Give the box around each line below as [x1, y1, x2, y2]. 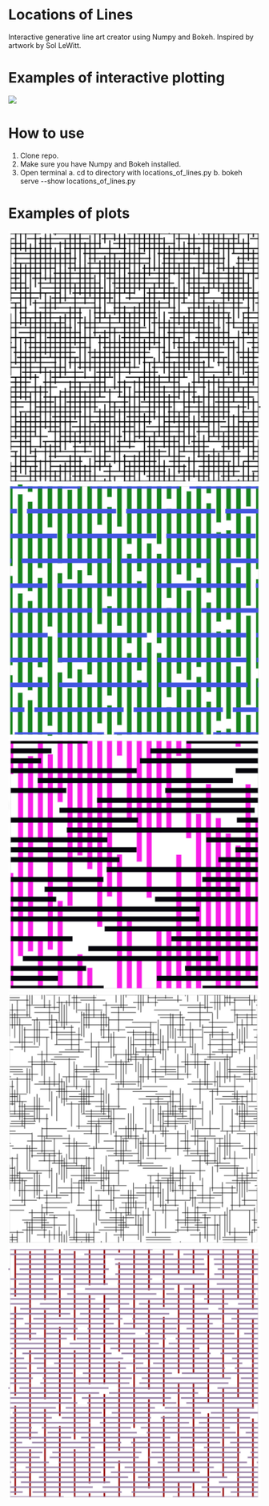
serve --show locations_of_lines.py [19, 176, 136, 186]
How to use [8, 124, 85, 143]
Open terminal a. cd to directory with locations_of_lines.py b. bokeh [19, 167, 243, 177]
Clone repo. [19, 151, 59, 160]
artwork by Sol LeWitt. [8, 40, 82, 50]
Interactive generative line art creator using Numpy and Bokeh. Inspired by [8, 32, 254, 42]
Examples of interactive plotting [8, 69, 226, 87]
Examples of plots [8, 204, 130, 222]
